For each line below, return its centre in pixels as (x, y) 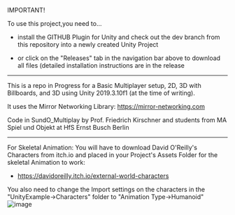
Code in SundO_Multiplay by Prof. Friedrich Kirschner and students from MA (117, 120)
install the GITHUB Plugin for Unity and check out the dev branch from (119, 37)
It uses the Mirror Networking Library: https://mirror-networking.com (106, 106)
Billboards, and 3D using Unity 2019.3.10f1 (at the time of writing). (101, 93)
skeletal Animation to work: (46, 162)
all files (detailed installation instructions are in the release (101, 65)
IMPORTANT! (26, 10)
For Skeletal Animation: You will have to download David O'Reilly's (102, 147)
